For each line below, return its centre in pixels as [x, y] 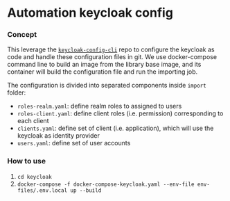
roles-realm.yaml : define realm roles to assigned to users [99, 106]
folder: [17, 93]
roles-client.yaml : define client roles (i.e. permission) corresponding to [120, 113]
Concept [22, 35]
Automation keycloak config [90, 13]
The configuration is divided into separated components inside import [107, 86]
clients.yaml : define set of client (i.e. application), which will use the [115, 128]
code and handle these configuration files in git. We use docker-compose [112, 57]
